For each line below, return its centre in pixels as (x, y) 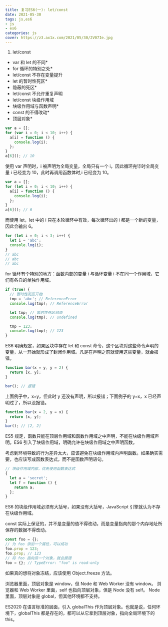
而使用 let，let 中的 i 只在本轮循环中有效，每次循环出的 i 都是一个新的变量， (83, 220)
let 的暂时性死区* (30, 81)
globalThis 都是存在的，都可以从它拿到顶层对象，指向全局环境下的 (86, 613)
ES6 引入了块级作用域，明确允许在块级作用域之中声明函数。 (75, 442)
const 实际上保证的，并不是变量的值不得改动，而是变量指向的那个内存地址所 (84, 524)
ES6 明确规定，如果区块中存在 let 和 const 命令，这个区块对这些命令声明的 (82, 346)
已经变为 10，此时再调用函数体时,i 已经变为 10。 (62, 172)
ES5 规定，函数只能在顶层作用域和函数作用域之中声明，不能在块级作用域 (80, 436)
